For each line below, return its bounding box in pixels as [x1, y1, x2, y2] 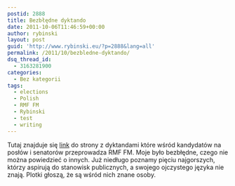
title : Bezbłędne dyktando [7, 17, 86, 24]
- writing [13, 121, 42, 128]
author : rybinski [7, 29, 58, 37]
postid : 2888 [7, 10, 46, 18]
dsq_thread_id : [7, 56, 52, 63]
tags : [7, 82, 23, 89]
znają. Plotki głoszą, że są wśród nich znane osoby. [7, 170, 156, 179]
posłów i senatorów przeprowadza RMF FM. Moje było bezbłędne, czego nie [7, 148, 229, 157]
